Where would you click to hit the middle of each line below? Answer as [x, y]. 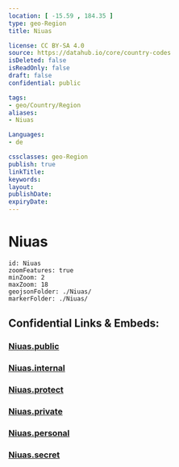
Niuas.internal [37, 368]
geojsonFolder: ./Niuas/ [50, 292]
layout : [21, 187]
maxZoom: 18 [28, 284]
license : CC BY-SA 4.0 [46, 45]
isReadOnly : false [39, 68]
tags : [17, 98]
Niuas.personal [39, 433]
